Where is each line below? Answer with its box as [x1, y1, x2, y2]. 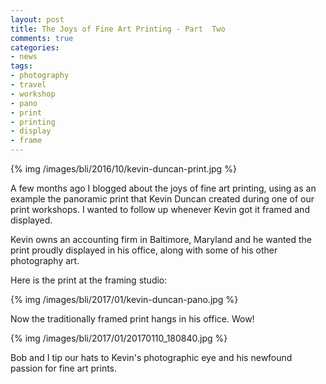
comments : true [10, 33, 74, 43]
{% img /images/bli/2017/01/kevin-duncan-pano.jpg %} [10, 294, 239, 305]
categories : [10, 42, 60, 53]
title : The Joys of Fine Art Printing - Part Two [10, 24, 226, 34]
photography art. [10, 255, 80, 266]
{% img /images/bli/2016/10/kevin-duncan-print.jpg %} [10, 163, 237, 175]
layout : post [10, 14, 65, 25]
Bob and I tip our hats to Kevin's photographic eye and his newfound [10, 352, 293, 363]
